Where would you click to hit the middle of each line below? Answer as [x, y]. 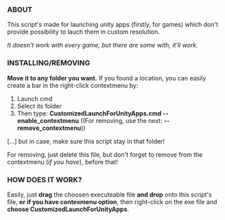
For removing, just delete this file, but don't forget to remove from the [105, 154]
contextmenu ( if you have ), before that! [63, 162]
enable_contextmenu [48, 120]
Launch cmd [35, 98]
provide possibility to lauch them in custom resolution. [83, 32]
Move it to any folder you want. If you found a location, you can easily [107, 78]
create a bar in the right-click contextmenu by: [73, 85]
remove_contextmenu [49, 128]
